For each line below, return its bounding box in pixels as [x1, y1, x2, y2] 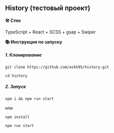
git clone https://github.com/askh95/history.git [5, 65, 110, 69]
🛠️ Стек [5, 17, 21, 23]
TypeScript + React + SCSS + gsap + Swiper [5, 29, 96, 35]
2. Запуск [5, 84, 26, 90]
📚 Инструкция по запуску [5, 39, 63, 45]
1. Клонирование [5, 52, 42, 58]
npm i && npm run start [5, 96, 54, 101]
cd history [5, 73, 28, 78]
